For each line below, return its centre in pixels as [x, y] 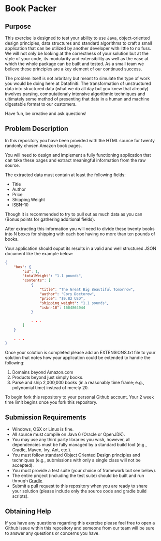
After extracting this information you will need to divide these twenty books [80, 229]
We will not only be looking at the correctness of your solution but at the [77, 53]
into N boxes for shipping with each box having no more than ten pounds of [80, 234]
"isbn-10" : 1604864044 [62, 308]
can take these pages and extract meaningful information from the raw [75, 160]
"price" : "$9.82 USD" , [62, 298]
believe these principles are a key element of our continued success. [73, 69]
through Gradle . [28, 480]
